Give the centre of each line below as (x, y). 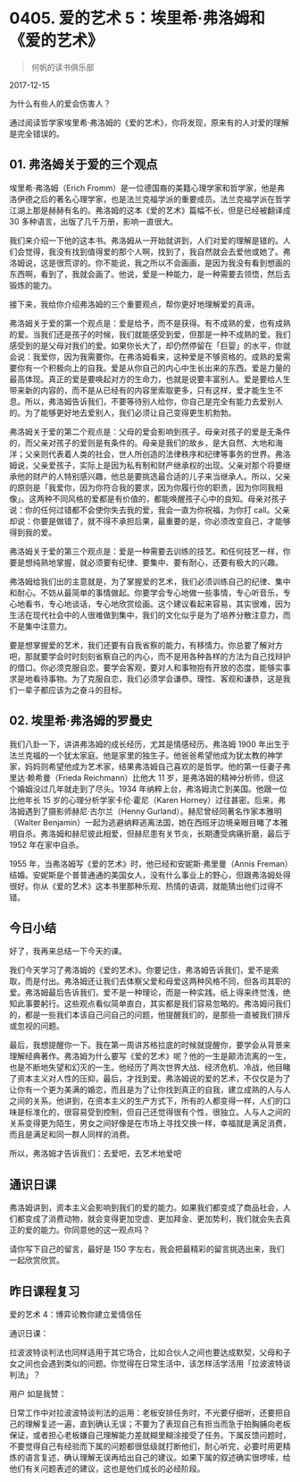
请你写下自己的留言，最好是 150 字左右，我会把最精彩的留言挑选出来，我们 (147, 1249)
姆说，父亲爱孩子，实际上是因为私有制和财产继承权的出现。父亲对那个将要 (146, 465)
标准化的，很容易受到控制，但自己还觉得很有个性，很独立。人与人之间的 (158, 1112)
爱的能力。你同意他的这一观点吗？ (87, 1230)
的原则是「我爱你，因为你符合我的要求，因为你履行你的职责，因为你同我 (142, 487)
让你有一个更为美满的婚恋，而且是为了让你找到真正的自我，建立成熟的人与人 (150, 1090)
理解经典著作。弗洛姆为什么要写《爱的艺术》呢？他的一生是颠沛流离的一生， (150, 1056)
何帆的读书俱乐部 (62, 67)
